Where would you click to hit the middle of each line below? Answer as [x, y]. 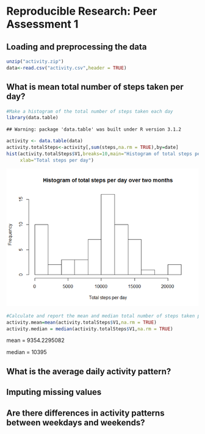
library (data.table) [33, 118]
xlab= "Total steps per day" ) [57, 160]
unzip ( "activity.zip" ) [35, 62]
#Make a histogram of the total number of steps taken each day [90, 111]
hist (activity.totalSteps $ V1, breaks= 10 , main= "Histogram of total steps [99, 154]
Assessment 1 [42, 24]
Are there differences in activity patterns [85, 413]
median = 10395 [27, 352]
